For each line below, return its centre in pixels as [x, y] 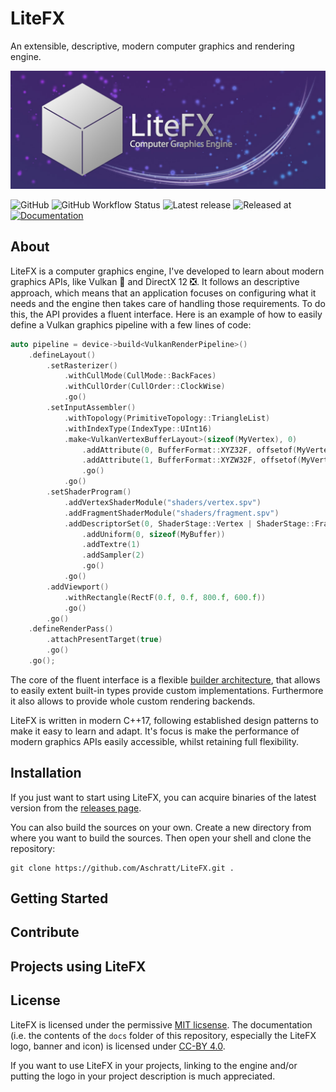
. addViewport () [78, 587]
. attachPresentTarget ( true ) [104, 640]
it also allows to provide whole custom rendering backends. [133, 701]
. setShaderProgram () [89, 492]
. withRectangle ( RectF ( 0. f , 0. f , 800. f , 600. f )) [165, 597]
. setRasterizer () [82, 365]
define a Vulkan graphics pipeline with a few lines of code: [131, 324]
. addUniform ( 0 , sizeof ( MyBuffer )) [153, 534]
